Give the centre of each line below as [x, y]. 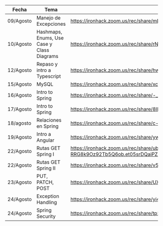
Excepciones [51, 24]
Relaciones [49, 120]
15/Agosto [20, 84]
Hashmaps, [49, 32]
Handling [47, 202]
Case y [44, 44]
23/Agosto [20, 182]
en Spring [48, 126]
